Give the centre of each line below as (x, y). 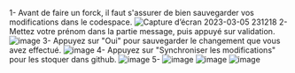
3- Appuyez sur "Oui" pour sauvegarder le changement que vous (162, 40)
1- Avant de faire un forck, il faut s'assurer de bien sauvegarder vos (132, 13)
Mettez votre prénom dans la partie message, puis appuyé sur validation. (142, 31)
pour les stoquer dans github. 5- (85, 59)
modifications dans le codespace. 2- (148, 22)
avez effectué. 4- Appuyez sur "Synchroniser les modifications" (143, 50)
